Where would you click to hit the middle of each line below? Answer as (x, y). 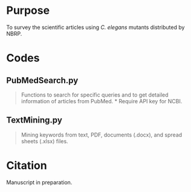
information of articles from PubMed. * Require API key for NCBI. (102, 101)
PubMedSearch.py (42, 80)
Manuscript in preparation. (39, 182)
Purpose (28, 11)
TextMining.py (34, 120)
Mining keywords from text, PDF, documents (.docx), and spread (102, 135)
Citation (27, 165)
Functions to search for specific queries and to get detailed (95, 95)
